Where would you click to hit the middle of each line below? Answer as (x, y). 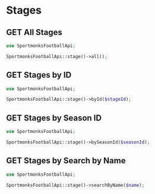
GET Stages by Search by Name (66, 161)
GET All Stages (34, 32)
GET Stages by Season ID (54, 118)
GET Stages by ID (39, 75)
